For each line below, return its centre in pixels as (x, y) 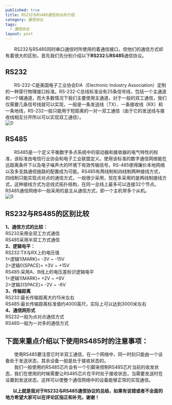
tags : (11, 24)
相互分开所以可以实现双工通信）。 (49, 117)
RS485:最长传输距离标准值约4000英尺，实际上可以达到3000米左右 (76, 304)
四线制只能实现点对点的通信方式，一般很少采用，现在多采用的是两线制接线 (84, 178)
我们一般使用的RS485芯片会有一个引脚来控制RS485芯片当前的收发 (84, 367)
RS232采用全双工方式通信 (33, 234)
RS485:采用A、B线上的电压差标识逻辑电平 (50, 272)
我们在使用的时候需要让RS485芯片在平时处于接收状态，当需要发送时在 (89, 374)
